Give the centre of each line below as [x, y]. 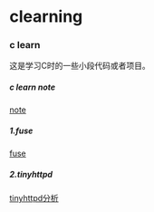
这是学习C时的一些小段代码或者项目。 [80, 66]
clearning [46, 17]
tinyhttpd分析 [34, 198]
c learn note [33, 87]
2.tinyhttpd [31, 175]
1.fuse [21, 131]
